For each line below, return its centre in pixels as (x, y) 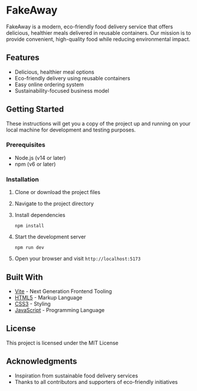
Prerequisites (26, 145)
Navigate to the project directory (54, 203)
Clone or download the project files (58, 192)
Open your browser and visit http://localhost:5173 (78, 259)
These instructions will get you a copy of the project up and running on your (98, 123)
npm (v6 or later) (35, 164)
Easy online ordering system (49, 84)
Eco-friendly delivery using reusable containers (73, 78)
